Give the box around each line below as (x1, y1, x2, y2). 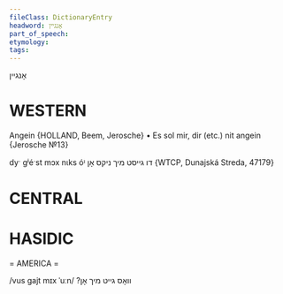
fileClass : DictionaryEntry (9, 12, 113, 22)
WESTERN (9, 101, 87, 121)
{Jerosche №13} (9, 139, 69, 150)
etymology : (9, 37, 50, 47)
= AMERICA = (9, 258, 59, 269)
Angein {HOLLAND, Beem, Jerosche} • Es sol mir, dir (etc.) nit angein (9, 130, 261, 141)
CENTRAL (9, 189, 83, 208)
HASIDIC (9, 229, 74, 249)
